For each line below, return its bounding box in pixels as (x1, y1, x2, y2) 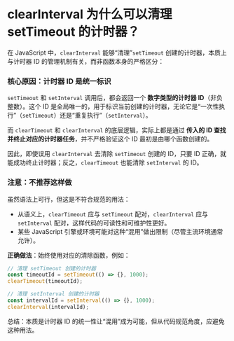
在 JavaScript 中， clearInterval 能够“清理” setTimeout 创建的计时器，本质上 (7, 48, 228, 57)
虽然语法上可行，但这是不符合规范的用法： (7, 195, 130, 203)
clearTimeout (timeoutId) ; (7, 278, 83, 285)
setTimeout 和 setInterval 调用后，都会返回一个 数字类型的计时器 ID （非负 (7, 94, 223, 102)
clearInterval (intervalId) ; (7, 303, 90, 310)
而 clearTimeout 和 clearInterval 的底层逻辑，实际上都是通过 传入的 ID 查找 (7, 126, 226, 134)
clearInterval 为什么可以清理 (7, 6, 172, 22)
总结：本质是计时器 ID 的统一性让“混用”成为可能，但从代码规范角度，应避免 (7, 316, 226, 326)
